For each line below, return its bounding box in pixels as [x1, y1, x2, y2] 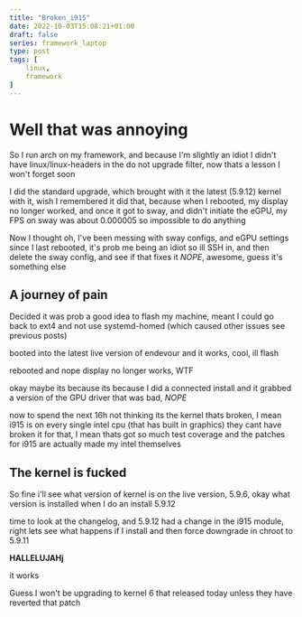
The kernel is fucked [9, 464, 127, 480]
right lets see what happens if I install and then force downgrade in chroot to [9, 526, 293, 537]
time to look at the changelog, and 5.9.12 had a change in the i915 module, [9, 516, 284, 527]
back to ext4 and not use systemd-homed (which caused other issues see [9, 321, 286, 332]
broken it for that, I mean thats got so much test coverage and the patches [9, 429, 286, 440]
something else [9, 261, 67, 272]
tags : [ [9, 55, 39, 64]
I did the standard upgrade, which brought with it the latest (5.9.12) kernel [9, 186, 282, 197]
